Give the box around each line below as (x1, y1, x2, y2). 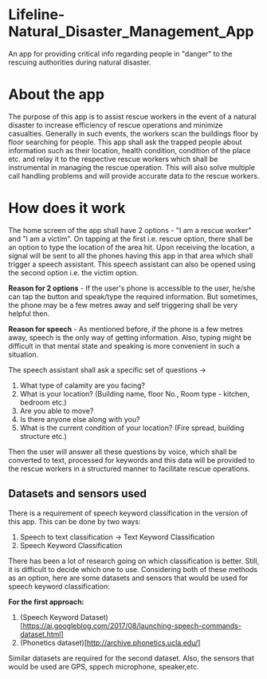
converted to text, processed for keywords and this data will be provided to (8, 455, 255, 464)
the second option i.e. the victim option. (8, 267, 139, 277)
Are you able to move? (19, 405, 94, 416)
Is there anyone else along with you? (19, 414, 140, 424)
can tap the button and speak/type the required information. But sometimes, (8, 291, 258, 301)
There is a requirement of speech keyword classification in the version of (8, 508, 249, 518)
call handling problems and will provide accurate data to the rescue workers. (8, 171, 260, 180)
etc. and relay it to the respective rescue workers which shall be (8, 154, 218, 164)
